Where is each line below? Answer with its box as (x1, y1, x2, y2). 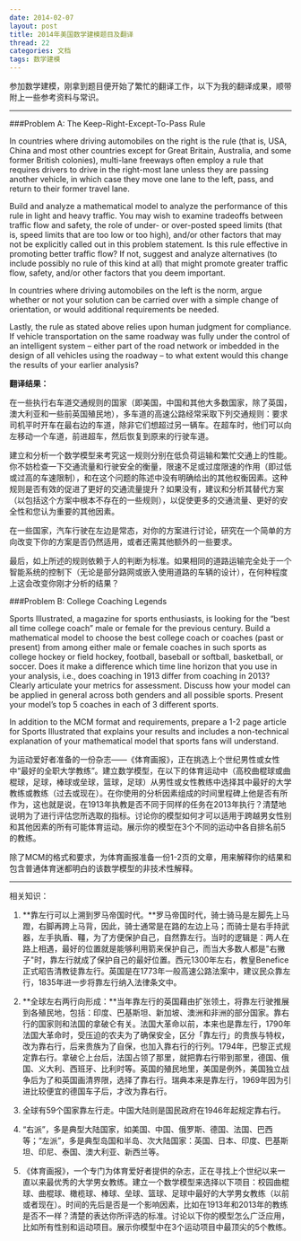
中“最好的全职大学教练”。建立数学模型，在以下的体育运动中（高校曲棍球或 (9, 765, 284, 776)
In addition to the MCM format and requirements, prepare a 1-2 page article (9, 717, 287, 727)
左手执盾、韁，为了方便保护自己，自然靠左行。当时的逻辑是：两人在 (38, 932, 289, 943)
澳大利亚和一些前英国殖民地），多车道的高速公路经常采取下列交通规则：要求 (9, 409, 288, 418)
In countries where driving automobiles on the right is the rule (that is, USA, (9, 136, 288, 146)
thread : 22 (9, 38, 50, 48)
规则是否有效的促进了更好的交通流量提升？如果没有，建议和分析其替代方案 (9, 484, 284, 494)
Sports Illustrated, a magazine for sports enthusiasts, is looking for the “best (9, 613, 290, 624)
